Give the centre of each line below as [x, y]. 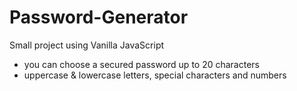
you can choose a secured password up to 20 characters [141, 64]
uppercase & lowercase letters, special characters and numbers [155, 75]
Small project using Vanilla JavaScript [87, 45]
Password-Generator [99, 17]
